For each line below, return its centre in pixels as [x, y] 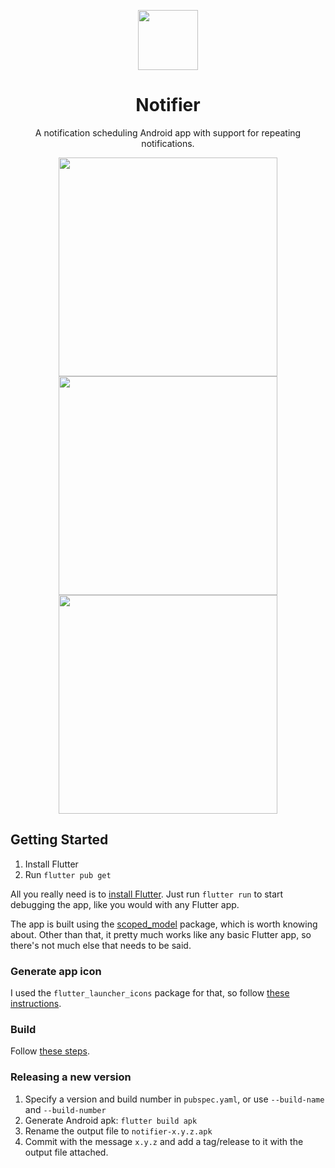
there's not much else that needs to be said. [101, 945]
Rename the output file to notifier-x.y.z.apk [118, 1131]
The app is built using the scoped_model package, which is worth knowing [164, 924]
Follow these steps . [50, 1051]
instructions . [36, 1004]
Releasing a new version [71, 1077]
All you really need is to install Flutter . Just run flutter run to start [147, 894]
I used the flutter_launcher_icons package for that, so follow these [150, 993]
